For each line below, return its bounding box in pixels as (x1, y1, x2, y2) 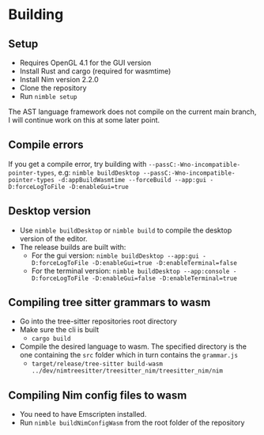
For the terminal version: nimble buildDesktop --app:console (31, 266, 230, 275)
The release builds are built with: (19, 242, 126, 252)
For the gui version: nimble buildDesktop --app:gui (31, 251, 200, 260)
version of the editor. (19, 233, 89, 243)
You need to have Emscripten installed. (19, 410, 147, 419)
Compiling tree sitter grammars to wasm (8, 296, 211, 309)
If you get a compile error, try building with (8, 159, 147, 168)
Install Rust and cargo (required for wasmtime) (19, 66, 172, 76)
